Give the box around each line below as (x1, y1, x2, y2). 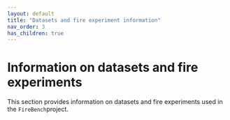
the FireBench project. (7, 105, 69, 114)
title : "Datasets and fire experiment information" (7, 17, 161, 24)
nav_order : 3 (7, 23, 45, 30)
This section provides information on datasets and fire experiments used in (7, 98, 223, 106)
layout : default (7, 10, 55, 17)
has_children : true (7, 29, 64, 37)
